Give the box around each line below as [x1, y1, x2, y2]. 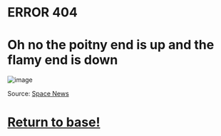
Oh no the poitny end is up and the [7, 37, 215, 53]
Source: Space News [7, 90, 69, 98]
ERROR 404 [7, 4, 78, 21]
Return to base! [7, 115, 101, 130]
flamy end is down [7, 52, 118, 68]
